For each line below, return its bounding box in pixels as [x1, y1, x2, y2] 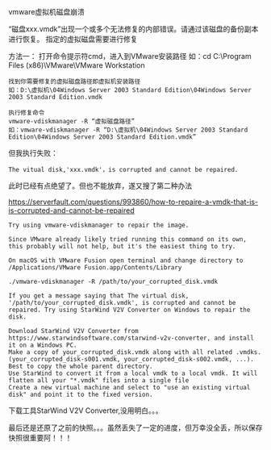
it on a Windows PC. [8, 341, 78, 349]
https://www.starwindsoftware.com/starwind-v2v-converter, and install [8, 334, 254, 342]
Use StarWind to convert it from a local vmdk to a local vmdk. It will [8, 369, 258, 377]
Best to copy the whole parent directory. [8, 362, 153, 370]
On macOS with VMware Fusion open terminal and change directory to [8, 256, 244, 265]
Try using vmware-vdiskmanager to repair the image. [8, 221, 190, 229]
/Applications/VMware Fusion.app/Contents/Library [8, 264, 182, 272]
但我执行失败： [8, 148, 58, 157]
